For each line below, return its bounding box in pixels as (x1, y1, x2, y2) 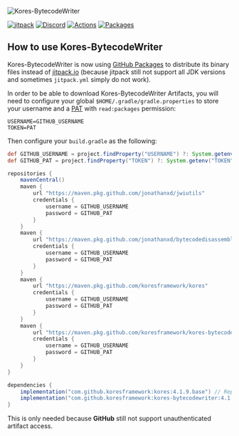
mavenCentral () (20, 177, 65, 184)
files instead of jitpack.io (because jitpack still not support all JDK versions (7, 68, 226, 76)
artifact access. (7, 422, 53, 430)
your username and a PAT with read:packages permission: (7, 104, 176, 113)
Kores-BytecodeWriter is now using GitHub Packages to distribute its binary (7, 60, 230, 68)
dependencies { (7, 381, 53, 388)
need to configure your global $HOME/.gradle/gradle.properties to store (7, 96, 219, 105)
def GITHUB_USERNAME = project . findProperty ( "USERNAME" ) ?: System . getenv (7, 150, 234, 157)
